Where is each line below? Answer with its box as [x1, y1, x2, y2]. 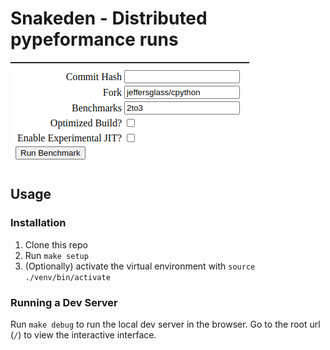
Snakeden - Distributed [10, 7, 208, 30]
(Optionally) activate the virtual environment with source [24, 260, 256, 272]
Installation [10, 216, 67, 230]
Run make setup [24, 249, 89, 261]
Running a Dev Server [10, 295, 118, 309]
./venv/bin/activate [24, 272, 111, 282]
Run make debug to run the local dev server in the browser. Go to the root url [10, 318, 321, 330]
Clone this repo [24, 238, 88, 251]
